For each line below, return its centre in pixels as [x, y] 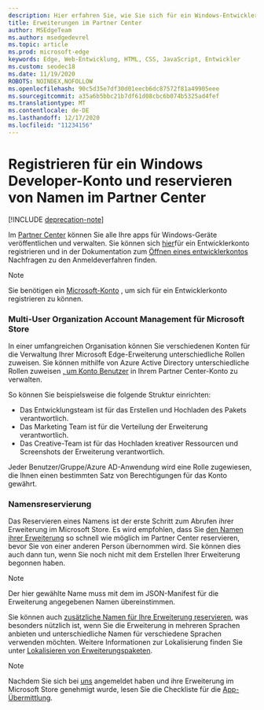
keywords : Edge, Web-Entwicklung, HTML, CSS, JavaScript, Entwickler [125, 60]
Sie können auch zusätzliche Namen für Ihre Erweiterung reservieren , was [128, 617]
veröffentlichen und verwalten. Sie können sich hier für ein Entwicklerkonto [129, 243]
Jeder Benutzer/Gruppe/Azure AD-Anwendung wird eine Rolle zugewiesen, [130, 467]
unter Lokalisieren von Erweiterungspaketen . [81, 651]
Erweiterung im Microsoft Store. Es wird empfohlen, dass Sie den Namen [126, 530]
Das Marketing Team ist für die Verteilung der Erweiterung [114, 427]
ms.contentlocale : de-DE [49, 111]
